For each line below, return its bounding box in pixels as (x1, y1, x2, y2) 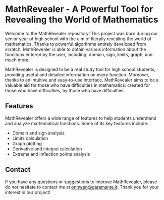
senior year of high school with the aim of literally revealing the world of (5, 36, 152, 42)
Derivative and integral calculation (12, 145, 82, 152)
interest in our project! (5, 189, 51, 195)
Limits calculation (12, 135, 49, 141)
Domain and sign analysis (12, 130, 65, 136)
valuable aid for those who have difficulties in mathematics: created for (5, 82, 150, 88)
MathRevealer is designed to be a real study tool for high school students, (5, 66, 156, 72)
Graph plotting (12, 140, 42, 146)
